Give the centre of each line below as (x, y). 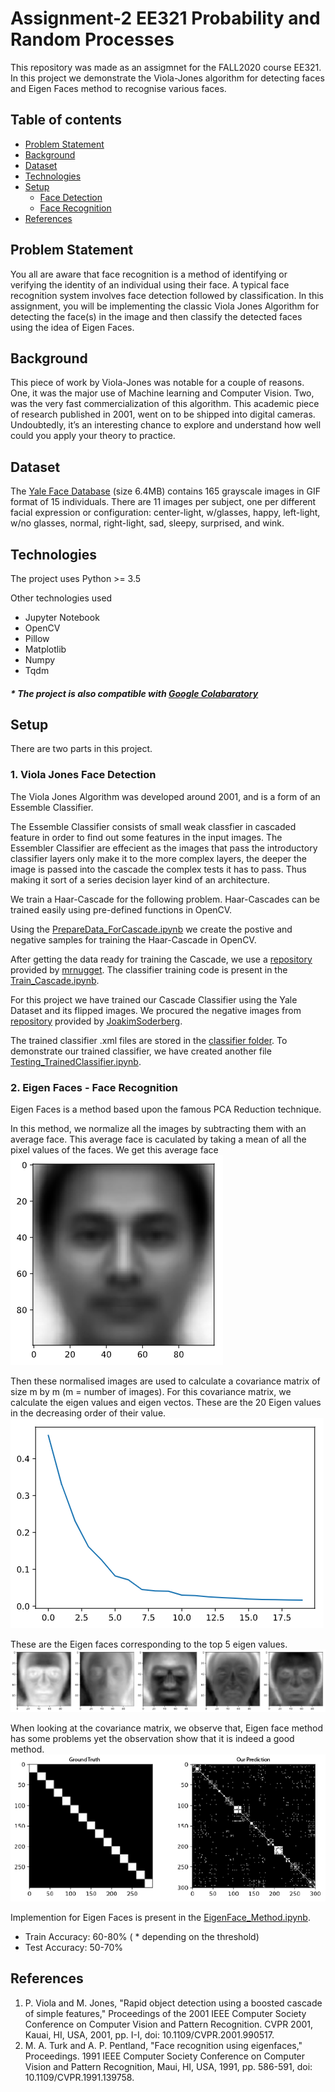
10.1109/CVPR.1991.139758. (79, 2077)
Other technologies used (61, 598)
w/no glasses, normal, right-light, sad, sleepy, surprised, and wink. (147, 523)
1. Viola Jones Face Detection (83, 775)
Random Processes (92, 39)
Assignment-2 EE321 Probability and (165, 18)
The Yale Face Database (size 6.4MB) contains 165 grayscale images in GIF (166, 491)
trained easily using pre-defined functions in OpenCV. (121, 909)
